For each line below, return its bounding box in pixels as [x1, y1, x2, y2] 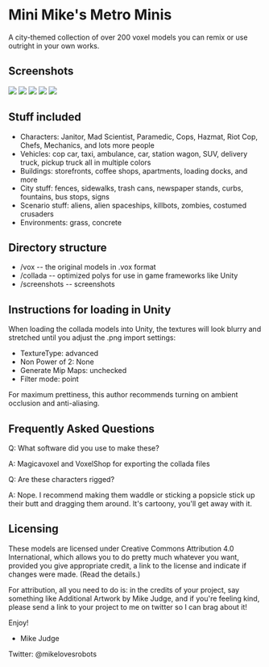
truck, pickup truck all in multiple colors [19, 157, 151, 167]
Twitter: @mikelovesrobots [8, 648, 97, 659]
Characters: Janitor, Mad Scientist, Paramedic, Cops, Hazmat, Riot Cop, [19, 132, 259, 141]
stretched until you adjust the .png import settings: [8, 333, 176, 342]
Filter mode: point [19, 374, 79, 384]
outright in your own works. [8, 40, 100, 50]
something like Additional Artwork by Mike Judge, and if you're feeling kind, [8, 594, 260, 603]
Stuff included [8, 111, 82, 124]
